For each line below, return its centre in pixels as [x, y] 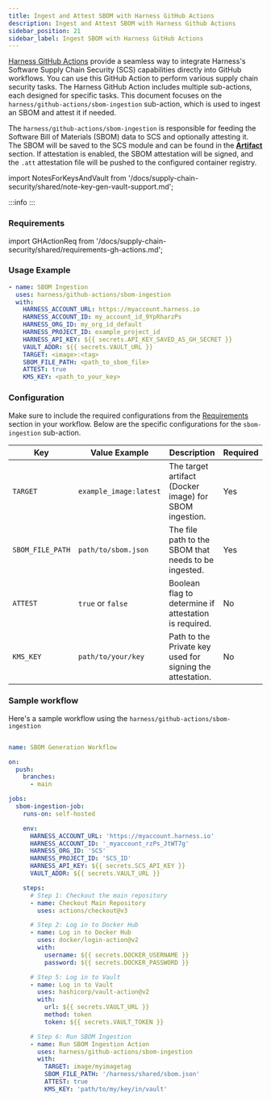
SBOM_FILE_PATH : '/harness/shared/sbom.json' [122, 1074]
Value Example [119, 452]
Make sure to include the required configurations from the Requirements [128, 415]
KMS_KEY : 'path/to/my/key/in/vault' [106, 1089]
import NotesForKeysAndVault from [67, 178]
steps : [34, 888]
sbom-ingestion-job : [50, 807]
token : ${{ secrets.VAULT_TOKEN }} [104, 1022]
